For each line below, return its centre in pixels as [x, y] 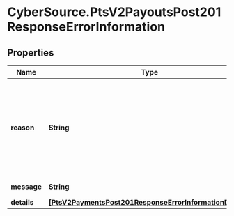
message [26, 187]
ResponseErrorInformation [86, 27]
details [22, 202]
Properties [31, 53]
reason [23, 128]
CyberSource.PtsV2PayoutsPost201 [114, 12]
